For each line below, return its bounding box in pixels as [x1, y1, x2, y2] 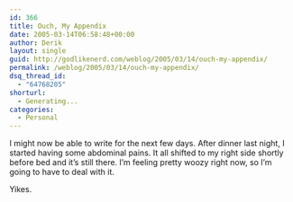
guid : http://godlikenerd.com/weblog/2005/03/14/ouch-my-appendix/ [9, 55, 269, 64]
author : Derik [9, 38, 63, 48]
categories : [9, 105, 54, 114]
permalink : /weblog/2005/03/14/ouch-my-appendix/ [9, 64, 200, 73]
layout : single [9, 47, 67, 56]
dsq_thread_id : [9, 72, 67, 81]
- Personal [17, 113, 59, 122]
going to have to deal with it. [9, 167, 115, 178]
